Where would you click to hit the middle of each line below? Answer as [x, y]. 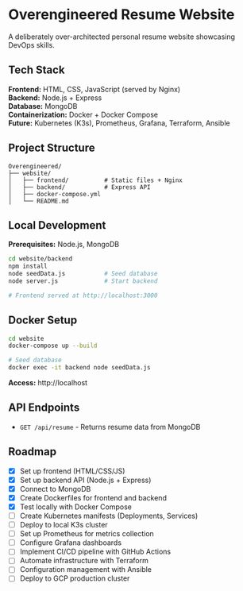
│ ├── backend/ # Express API [79, 187]
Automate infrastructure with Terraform [84, 561]
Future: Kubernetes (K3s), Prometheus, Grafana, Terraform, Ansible [119, 123]
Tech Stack [37, 70]
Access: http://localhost [48, 383]
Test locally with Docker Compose [76, 507]
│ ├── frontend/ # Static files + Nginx [95, 180]
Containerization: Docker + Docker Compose [83, 114]
